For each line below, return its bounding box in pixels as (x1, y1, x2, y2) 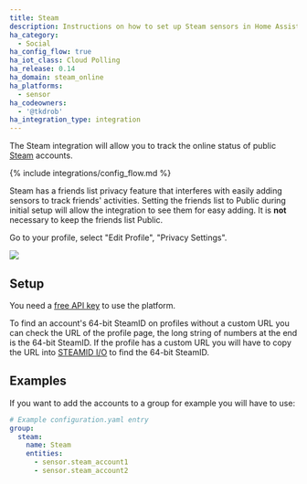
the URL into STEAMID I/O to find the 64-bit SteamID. (9, 346, 210, 357)
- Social (17, 38, 51, 48)
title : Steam (9, 13, 59, 23)
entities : (26, 449, 64, 458)
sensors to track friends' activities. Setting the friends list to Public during (9, 195, 286, 206)
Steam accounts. (9, 150, 73, 161)
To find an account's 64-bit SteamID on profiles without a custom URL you (9, 317, 290, 329)
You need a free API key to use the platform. (9, 300, 176, 310)
